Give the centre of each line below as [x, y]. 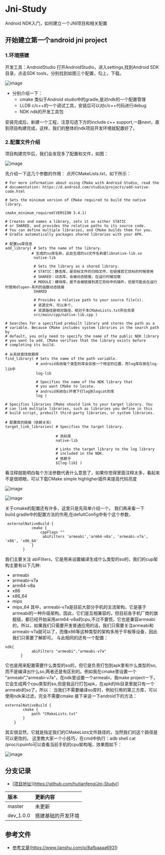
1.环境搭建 [17, 55]
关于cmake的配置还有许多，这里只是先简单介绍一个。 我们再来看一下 [75, 508]
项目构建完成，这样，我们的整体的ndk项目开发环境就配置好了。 [73, 128]
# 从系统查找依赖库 [22, 354]
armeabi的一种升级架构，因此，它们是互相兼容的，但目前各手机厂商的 [83, 613]
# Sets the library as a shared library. [77, 266]
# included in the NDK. [80, 453]
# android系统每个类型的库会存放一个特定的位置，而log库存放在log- [97, 364]
